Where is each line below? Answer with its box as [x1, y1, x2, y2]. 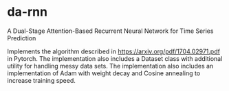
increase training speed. [7, 76, 76, 84]
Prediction [7, 34, 36, 42]
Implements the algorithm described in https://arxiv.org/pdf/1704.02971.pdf [7, 47, 220, 55]
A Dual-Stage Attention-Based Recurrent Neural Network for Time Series [7, 27, 214, 35]
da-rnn [7, 4, 48, 20]
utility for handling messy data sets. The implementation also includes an [7, 62, 214, 70]
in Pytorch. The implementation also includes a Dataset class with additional [7, 54, 223, 62]
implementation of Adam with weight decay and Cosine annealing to [7, 69, 201, 77]
